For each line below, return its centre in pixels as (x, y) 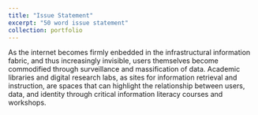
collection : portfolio (45, 30)
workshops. (27, 102)
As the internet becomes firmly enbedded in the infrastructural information (129, 53)
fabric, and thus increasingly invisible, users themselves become (113, 61)
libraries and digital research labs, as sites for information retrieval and (123, 78)
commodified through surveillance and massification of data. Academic (124, 69)
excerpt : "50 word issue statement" (68, 23)
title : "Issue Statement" (50, 15)
